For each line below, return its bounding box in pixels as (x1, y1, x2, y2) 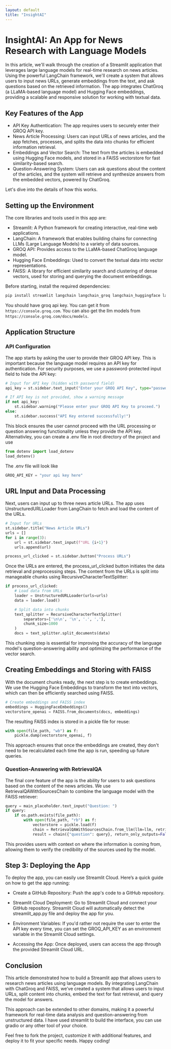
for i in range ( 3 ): (5, 535, 47, 540)
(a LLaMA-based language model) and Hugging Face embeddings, (5, 89, 145, 95)
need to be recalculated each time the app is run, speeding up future (5, 748, 150, 754)
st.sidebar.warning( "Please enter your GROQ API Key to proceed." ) (14, 404, 160, 409)
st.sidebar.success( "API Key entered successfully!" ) (14, 413, 131, 419)
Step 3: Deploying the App (5, 861, 91, 870)
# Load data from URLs (14, 589, 63, 594)
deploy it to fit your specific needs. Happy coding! (5, 1038, 110, 1044)
